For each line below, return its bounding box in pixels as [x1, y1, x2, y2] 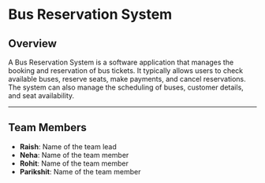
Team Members [8, 121, 87, 134]
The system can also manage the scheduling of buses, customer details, [8, 82, 244, 92]
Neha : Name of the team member [19, 150, 129, 159]
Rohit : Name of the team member [19, 159, 129, 168]
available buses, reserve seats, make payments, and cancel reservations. [8, 75, 246, 83]
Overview [8, 37, 58, 50]
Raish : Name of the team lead [19, 141, 117, 151]
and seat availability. [8, 91, 75, 100]
